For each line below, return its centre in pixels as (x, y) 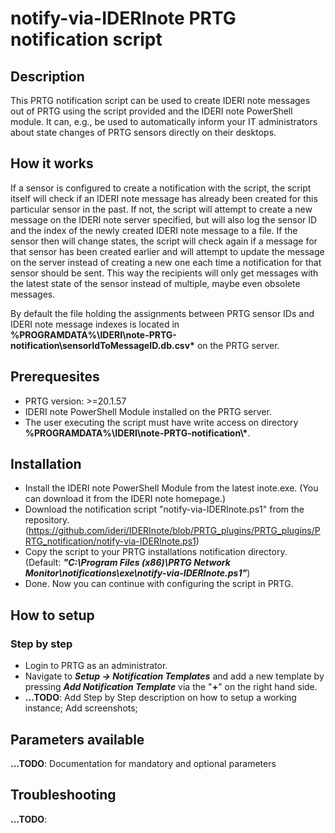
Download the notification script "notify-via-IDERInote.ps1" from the (164, 509)
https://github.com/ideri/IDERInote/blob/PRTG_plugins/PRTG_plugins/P (174, 531)
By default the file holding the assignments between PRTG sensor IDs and (162, 313)
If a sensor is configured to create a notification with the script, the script (161, 188)
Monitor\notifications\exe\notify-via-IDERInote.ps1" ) (137, 573)
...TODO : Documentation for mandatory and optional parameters (143, 763)
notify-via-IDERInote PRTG (123, 18)
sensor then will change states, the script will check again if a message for (164, 241)
